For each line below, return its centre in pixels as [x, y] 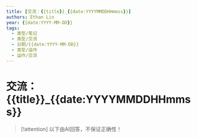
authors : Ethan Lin [30, 17]
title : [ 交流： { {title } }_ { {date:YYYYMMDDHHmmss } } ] [69, 11]
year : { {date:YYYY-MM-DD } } [39, 22]
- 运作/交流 [24, 55]
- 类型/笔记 [24, 34]
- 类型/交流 [24, 39]
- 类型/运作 [24, 50]
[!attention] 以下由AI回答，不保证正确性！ [71, 129]
